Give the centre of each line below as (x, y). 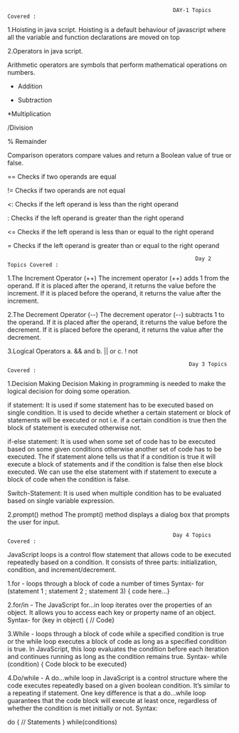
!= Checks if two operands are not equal (67, 190)
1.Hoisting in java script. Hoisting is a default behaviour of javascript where (117, 30)
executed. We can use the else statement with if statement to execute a (112, 472)
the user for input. (34, 522)
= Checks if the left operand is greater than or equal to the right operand (113, 245)
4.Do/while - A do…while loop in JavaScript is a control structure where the (117, 678)
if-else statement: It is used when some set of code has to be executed (111, 441)
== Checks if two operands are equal (62, 177)
